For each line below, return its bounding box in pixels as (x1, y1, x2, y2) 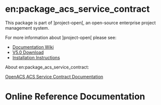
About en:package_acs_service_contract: (5, 64, 89, 70)
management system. (5, 25, 50, 31)
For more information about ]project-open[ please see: (5, 35, 116, 40)
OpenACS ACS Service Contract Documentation (5, 73, 104, 79)
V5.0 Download (12, 49, 44, 55)
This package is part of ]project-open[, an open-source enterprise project (5, 20, 156, 26)
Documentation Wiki (12, 44, 54, 50)
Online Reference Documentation (5, 91, 145, 102)
